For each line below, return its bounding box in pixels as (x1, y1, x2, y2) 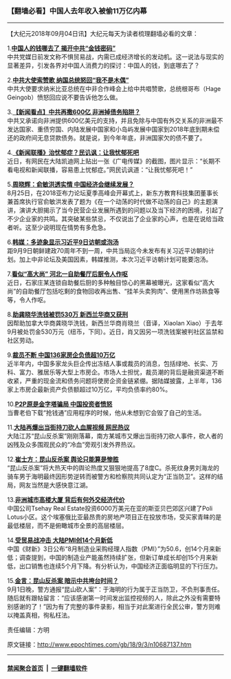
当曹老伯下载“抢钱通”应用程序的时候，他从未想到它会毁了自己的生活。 (7, 409, 206, 417)
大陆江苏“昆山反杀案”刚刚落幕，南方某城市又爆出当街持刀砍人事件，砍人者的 (7, 432, 223, 440)
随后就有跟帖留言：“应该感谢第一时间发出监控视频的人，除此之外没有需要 (7, 594, 215, 602)
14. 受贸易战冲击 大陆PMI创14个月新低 (7, 536, 113, 545)
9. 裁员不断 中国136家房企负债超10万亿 (7, 351, 115, 359)
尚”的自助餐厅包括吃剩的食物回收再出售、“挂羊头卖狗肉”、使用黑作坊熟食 (7, 287, 214, 296)
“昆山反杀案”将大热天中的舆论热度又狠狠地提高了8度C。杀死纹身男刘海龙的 (7, 464, 220, 472)
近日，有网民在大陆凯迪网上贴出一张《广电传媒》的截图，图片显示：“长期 (7, 157, 215, 165)
